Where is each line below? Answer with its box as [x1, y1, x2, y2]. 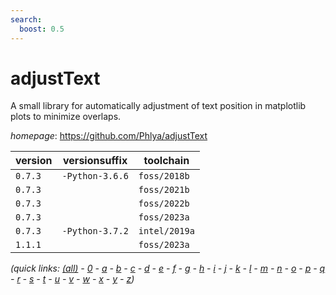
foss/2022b [138, 198, 190, 210]
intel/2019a [138, 226, 195, 237]
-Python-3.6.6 [61, 171, 129, 182]
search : [10, 14, 43, 25]
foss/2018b [138, 171, 190, 182]
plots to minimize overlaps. [10, 111, 122, 123]
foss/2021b [138, 184, 190, 196]
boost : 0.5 [19, 24, 65, 34]
